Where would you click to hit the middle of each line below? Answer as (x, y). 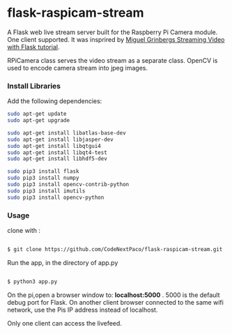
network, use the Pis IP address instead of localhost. (83, 310)
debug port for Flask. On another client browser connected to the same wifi (116, 302)
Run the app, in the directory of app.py (63, 262)
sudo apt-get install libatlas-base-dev (67, 133)
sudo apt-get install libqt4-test (57, 152)
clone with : (24, 231)
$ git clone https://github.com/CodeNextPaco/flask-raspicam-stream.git (115, 250)
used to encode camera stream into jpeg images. (78, 68)
